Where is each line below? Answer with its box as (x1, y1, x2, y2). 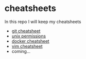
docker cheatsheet (11, 38, 50, 44)
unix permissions (11, 33, 46, 39)
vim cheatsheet (11, 43, 43, 49)
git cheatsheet (11, 28, 41, 34)
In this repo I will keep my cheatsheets (4, 19, 81, 24)
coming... (11, 48, 31, 54)
